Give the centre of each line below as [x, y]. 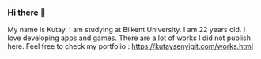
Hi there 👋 [27, 13]
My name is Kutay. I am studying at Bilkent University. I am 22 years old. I [127, 30]
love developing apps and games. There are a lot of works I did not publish [129, 38]
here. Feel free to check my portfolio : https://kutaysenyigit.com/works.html [130, 46]
